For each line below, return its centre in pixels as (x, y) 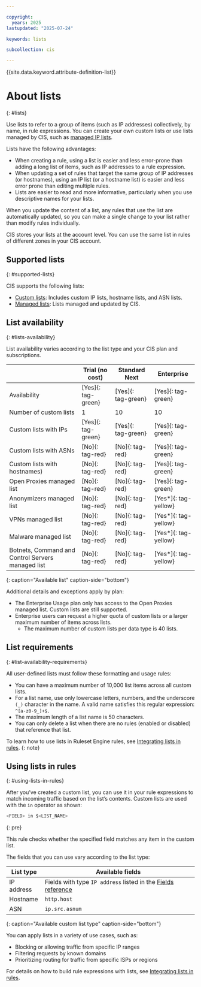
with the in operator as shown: (44, 805)
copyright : (20, 17)
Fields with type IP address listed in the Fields (109, 882)
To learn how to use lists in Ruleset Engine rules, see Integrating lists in (94, 741)
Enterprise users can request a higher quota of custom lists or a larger (101, 615)
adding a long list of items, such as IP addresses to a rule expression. (100, 167)
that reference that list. (43, 729)
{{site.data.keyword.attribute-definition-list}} (61, 72)
